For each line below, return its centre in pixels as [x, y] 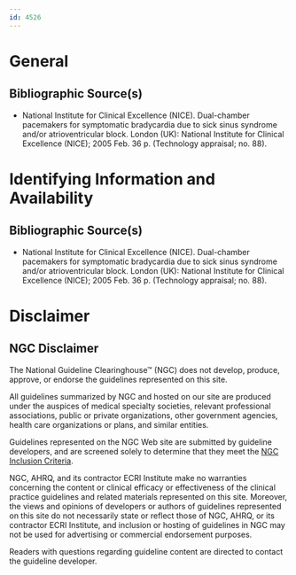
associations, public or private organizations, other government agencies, [144, 415]
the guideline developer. [53, 561]
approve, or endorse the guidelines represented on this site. [118, 379]
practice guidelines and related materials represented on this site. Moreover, [148, 496]
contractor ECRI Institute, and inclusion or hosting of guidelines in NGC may [147, 524]
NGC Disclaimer [54, 349]
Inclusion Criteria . [41, 461]
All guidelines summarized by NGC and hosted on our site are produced [140, 396]
